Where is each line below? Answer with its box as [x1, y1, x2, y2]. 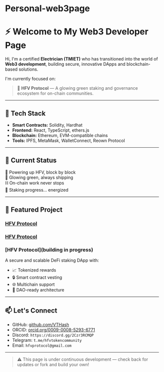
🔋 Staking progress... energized [5, 187, 68, 193]
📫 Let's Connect [5, 306, 58, 314]
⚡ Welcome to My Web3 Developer [5, 26, 149, 37]
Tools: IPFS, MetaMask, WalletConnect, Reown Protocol [12, 137, 125, 143]
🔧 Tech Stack [5, 109, 46, 117]
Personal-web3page [5, 3, 90, 14]
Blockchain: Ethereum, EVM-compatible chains [12, 132, 108, 138]
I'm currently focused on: [5, 76, 56, 82]
